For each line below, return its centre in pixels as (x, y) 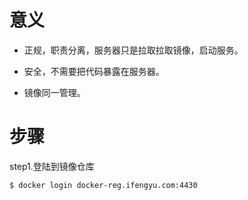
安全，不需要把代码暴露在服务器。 (94, 71)
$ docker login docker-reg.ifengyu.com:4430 (103, 185)
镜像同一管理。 (54, 92)
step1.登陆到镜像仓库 (52, 166)
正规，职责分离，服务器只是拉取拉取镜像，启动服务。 (133, 50)
